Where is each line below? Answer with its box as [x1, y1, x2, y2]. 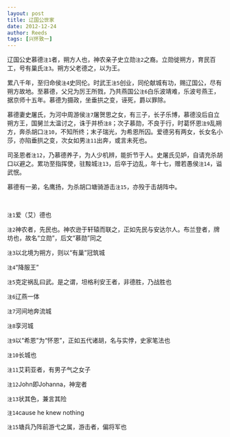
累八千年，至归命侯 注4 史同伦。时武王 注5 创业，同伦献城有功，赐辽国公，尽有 [7, 78, 222, 87]
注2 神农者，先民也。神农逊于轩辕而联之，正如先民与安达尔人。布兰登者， [7, 225, 214, 234]
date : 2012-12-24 [7, 23, 57, 30]
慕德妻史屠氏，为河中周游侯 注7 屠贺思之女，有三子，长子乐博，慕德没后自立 [7, 111, 220, 119]
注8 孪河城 [7, 321, 34, 330]
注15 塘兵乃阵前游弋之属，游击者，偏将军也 [7, 423, 127, 431]
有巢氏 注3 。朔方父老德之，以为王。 [25, 64, 124, 72]
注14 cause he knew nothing [7, 409, 84, 417]
